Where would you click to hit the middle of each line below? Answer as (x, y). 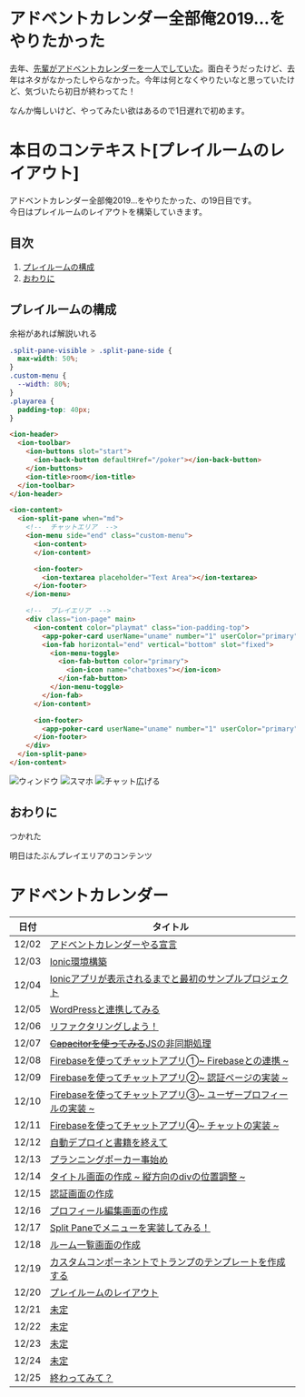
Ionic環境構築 (78, 961)
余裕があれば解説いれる (53, 333)
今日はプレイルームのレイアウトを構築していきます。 (108, 211)
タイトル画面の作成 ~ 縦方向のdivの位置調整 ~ (148, 1177)
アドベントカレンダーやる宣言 (113, 945)
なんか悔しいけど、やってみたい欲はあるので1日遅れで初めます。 (129, 110)
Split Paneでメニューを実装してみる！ (130, 1228)
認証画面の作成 (82, 1193)
